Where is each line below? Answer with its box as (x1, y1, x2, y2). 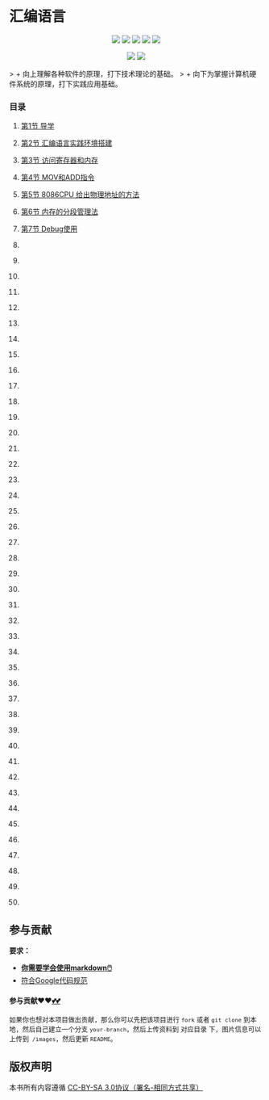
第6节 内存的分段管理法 (20, 207, 99, 216)
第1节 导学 (20, 121, 55, 131)
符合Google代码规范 (20, 976, 88, 985)
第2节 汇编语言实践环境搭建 (20, 138, 113, 148)
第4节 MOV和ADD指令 (20, 173, 95, 183)
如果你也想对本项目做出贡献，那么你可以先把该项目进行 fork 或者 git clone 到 (9, 1015, 250, 1024)
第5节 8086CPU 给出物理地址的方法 (20, 190, 140, 199)
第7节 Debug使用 (20, 224, 78, 234)
